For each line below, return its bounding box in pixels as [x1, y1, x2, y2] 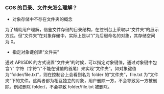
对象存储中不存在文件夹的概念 [12, 16, 72, 22]
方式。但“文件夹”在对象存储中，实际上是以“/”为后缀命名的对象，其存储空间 [5, 33, 156, 38]
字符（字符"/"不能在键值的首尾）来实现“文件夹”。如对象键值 [15, 66, 137, 72]
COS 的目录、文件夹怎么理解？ [5, 4, 77, 11]
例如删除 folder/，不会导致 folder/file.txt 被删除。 [13, 84, 113, 90]
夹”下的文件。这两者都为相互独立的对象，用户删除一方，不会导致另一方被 [5, 78, 153, 84]
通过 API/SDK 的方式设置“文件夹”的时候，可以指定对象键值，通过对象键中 [5, 59, 153, 65]
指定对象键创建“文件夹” [12, 49, 60, 55]
